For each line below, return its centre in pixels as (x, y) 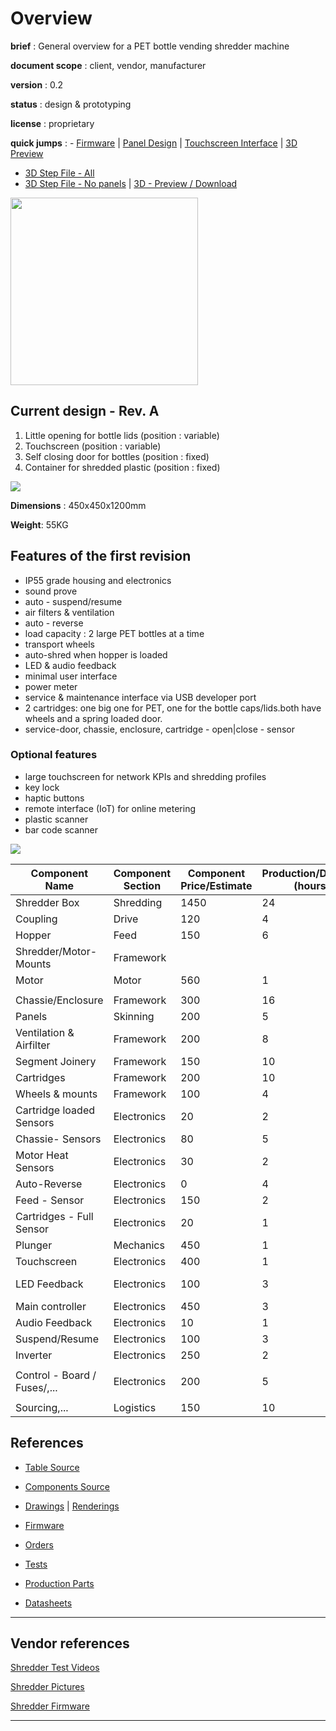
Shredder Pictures (47, 1687)
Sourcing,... (42, 1407)
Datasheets (48, 1603)
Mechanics (139, 1245)
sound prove (51, 591)
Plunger (34, 1245)
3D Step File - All (59, 173)
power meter (51, 686)
